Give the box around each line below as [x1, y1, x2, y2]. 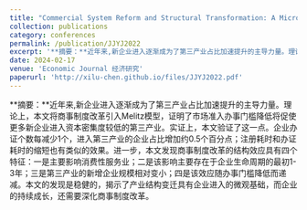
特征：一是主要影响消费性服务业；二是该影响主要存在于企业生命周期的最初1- [9, 156, 297, 167]
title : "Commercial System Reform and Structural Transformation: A [9, 13, 276, 23]
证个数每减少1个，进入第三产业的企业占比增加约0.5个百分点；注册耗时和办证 [9, 133, 297, 144]
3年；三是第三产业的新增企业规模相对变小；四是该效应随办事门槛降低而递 [9, 167, 287, 178]
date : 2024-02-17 [9, 56, 76, 65]
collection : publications [9, 22, 108, 31]
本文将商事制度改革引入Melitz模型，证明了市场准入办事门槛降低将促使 [33, 110, 297, 121]
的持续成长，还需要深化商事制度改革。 [9, 190, 153, 201]
